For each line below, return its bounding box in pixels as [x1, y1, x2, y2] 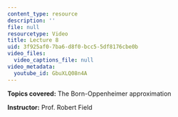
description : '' [7, 17, 56, 24]
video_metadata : [7, 63, 56, 70]
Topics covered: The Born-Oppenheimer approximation [7, 89, 172, 98]
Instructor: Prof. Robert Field [7, 103, 93, 111]
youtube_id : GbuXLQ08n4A [14, 69, 88, 77]
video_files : [7, 50, 46, 57]
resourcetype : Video [7, 30, 69, 38]
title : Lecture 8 [7, 37, 59, 44]
